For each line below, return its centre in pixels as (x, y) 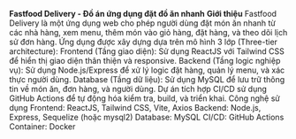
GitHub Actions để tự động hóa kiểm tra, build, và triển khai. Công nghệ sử (145, 98)
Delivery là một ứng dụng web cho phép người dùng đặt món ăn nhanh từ (143, 23)
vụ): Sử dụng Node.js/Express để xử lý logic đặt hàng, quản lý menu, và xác (147, 70)
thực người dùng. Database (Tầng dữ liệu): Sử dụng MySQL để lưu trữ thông (147, 79)
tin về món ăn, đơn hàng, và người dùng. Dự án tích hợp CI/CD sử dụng (138, 89)
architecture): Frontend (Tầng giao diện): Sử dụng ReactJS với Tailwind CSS (147, 51)
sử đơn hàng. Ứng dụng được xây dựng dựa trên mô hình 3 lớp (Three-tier (144, 42)
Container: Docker (42, 127)
